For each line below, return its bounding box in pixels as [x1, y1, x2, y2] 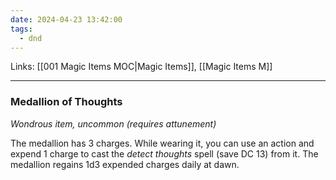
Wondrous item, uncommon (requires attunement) [10, 117, 217, 130]
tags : [10, 24, 33, 34]
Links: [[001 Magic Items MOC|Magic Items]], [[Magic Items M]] [10, 61, 273, 73]
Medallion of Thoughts [10, 95, 123, 109]
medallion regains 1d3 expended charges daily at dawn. [10, 158, 240, 170]
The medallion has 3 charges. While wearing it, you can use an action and [10, 137, 315, 149]
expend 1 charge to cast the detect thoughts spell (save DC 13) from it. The [10, 147, 319, 160]
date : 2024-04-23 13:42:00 [10, 14, 123, 25]
